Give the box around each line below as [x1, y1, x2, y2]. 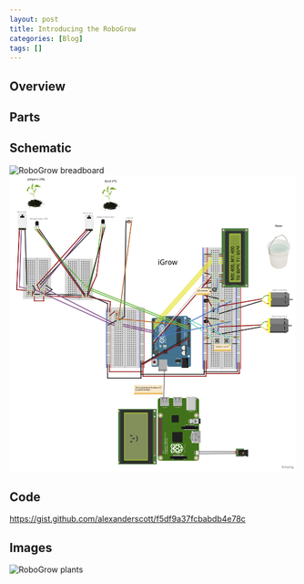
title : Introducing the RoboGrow [9, 24, 137, 34]
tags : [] [9, 44, 43, 53]
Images [9, 539, 53, 556]
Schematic [9, 141, 72, 156]
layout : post [9, 15, 59, 24]
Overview [9, 78, 66, 94]
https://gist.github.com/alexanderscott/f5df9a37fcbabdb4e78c [9, 514, 246, 525]
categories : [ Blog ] [9, 34, 84, 43]
